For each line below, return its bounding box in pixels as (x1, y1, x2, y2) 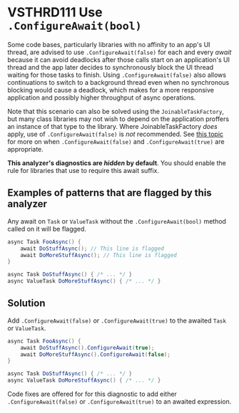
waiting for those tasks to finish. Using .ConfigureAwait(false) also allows (7, 70, 227, 79)
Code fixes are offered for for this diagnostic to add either (7, 390, 177, 399)
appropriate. (7, 145, 44, 153)
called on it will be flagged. (7, 224, 87, 233)
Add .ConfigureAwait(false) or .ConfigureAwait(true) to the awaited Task (7, 316, 227, 325)
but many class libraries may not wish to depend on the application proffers (7, 115, 230, 123)
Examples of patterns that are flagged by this (7, 187, 212, 199)
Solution (7, 297, 46, 310)
